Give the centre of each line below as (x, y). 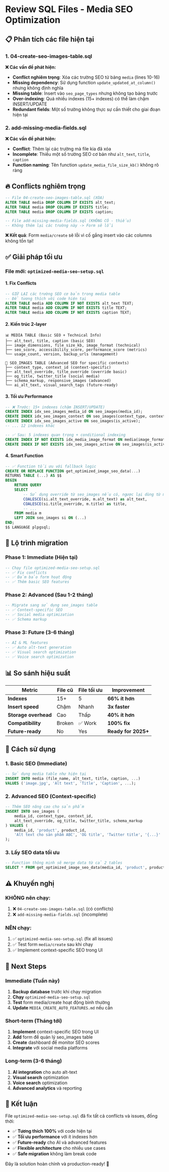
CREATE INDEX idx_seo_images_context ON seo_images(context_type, (76, 416)
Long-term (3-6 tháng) (33, 1061)
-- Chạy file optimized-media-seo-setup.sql (53, 568)
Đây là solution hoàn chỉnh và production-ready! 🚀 (57, 1164)
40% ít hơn (121, 715)
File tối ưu (91, 690)
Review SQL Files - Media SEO (69, 9)
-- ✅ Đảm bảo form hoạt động (38, 577)
